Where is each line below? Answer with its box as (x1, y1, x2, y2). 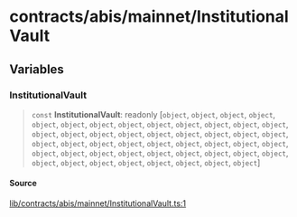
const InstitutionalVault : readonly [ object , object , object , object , (31, 108, 276, 119)
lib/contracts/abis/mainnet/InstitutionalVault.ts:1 (9, 198, 187, 209)
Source (9, 178, 38, 189)
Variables (9, 61, 65, 77)
